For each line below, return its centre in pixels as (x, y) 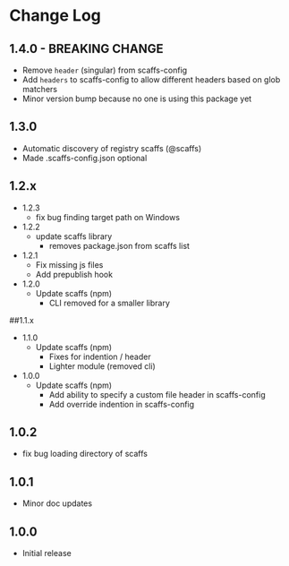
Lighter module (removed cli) (102, 366)
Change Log (55, 16)
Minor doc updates (57, 503)
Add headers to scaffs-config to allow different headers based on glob (151, 80)
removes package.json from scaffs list (119, 245)
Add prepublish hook (74, 274)
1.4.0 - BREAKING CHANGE (86, 49)
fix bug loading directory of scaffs (85, 454)
